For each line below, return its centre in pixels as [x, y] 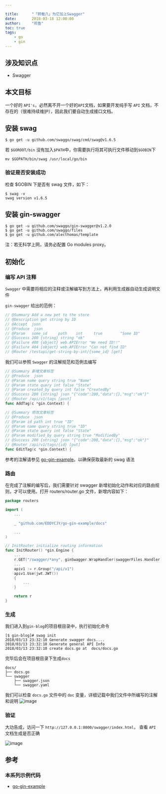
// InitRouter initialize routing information [54, 546]
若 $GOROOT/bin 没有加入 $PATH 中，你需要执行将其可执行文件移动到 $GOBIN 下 [81, 150]
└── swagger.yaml [32, 685]
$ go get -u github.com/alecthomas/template [52, 235]
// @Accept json [23, 324]
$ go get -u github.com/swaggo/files [44, 230]
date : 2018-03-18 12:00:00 [40, 19]
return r [23, 596]
